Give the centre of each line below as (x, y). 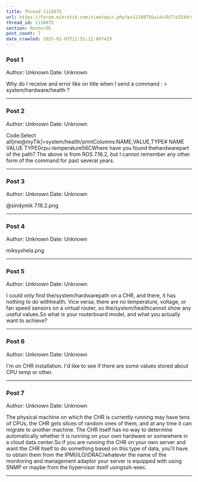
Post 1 (15, 60)
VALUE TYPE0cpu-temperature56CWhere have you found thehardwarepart (98, 147)
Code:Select (21, 135)
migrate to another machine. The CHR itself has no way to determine (89, 430)
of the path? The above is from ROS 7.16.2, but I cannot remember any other (98, 154)
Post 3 (16, 181)
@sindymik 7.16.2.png (32, 205)
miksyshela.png (25, 251)
